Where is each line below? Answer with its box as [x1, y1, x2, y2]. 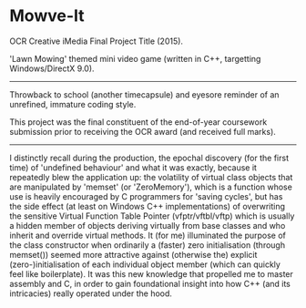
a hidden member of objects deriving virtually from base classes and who [9, 220, 286, 231]
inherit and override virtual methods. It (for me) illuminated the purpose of [9, 230, 287, 241]
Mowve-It [9, 5, 85, 26]
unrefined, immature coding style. [9, 98, 137, 109]
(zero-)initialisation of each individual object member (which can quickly [9, 259, 280, 270]
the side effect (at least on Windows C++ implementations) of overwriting [9, 200, 285, 211]
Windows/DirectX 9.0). [9, 63, 95, 74]
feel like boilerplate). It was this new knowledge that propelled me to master [9, 268, 294, 279]
